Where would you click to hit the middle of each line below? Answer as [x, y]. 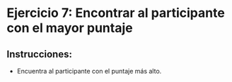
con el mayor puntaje [70, 28]
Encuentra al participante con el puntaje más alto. [89, 71]
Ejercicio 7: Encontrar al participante [116, 13]
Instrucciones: [39, 54]
